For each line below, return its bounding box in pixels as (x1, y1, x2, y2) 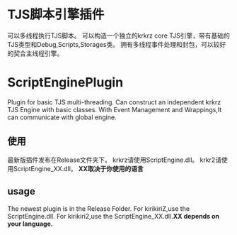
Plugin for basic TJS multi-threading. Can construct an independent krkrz (7, 97, 221, 106)
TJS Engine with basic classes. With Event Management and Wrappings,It (7, 105, 222, 114)
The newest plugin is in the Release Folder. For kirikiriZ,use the (7, 204, 190, 213)
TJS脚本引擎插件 (7, 6, 105, 23)
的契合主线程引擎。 (7, 49, 64, 58)
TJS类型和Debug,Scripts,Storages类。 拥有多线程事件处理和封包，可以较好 (7, 40, 226, 48)
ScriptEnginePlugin (7, 75, 124, 91)
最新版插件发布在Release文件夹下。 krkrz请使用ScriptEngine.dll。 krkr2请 (7, 155, 221, 164)
